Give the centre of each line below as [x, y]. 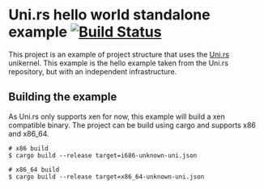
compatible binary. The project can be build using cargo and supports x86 [132, 125]
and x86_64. [29, 133]
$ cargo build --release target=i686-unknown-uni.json [103, 155]
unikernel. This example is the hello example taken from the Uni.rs [119, 63]
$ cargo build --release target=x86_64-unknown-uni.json [106, 176]
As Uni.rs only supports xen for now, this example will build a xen [117, 116]
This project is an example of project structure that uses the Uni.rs [119, 54]
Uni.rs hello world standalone [109, 15]
